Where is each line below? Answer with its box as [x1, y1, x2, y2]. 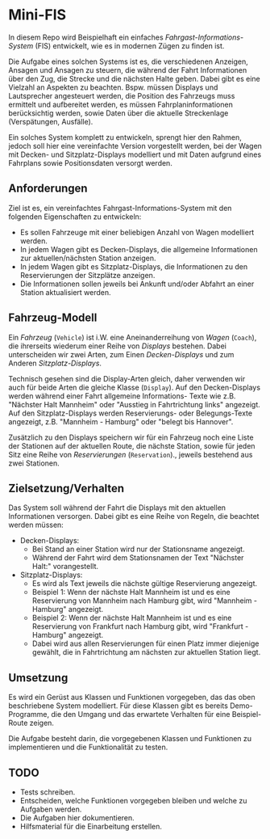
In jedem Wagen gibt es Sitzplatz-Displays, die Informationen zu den [19, 261, 248, 272]
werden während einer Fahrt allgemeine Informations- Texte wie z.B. [8, 390, 236, 401]
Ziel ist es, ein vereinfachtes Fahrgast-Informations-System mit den [8, 203, 232, 213]
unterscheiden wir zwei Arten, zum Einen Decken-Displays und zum [8, 349, 235, 359]
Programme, [8, 710, 50, 719]
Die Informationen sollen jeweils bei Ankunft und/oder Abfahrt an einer [19, 279, 255, 289]
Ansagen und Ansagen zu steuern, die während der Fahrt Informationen [8, 65, 247, 74]
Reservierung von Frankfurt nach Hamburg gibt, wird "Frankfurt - [31, 622, 249, 631]
